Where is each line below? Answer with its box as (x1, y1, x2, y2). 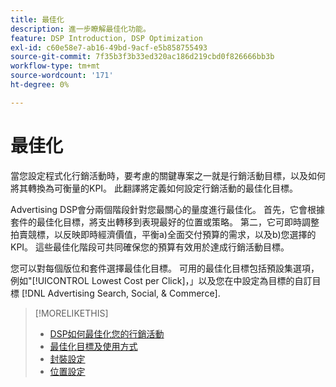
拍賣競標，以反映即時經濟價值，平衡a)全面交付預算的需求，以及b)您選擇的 (10, 228, 317, 240)
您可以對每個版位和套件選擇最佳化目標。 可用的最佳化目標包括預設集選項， (10, 262, 320, 274)
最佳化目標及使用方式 (49, 340, 138, 352)
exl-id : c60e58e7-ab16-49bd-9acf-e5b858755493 (10, 42, 208, 53)
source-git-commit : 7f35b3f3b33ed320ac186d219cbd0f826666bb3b (10, 52, 275, 62)
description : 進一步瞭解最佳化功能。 (10, 24, 151, 34)
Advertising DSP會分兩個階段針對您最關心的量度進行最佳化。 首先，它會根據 (10, 203, 326, 215)
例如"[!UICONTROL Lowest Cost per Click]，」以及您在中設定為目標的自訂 (10, 274, 313, 286)
